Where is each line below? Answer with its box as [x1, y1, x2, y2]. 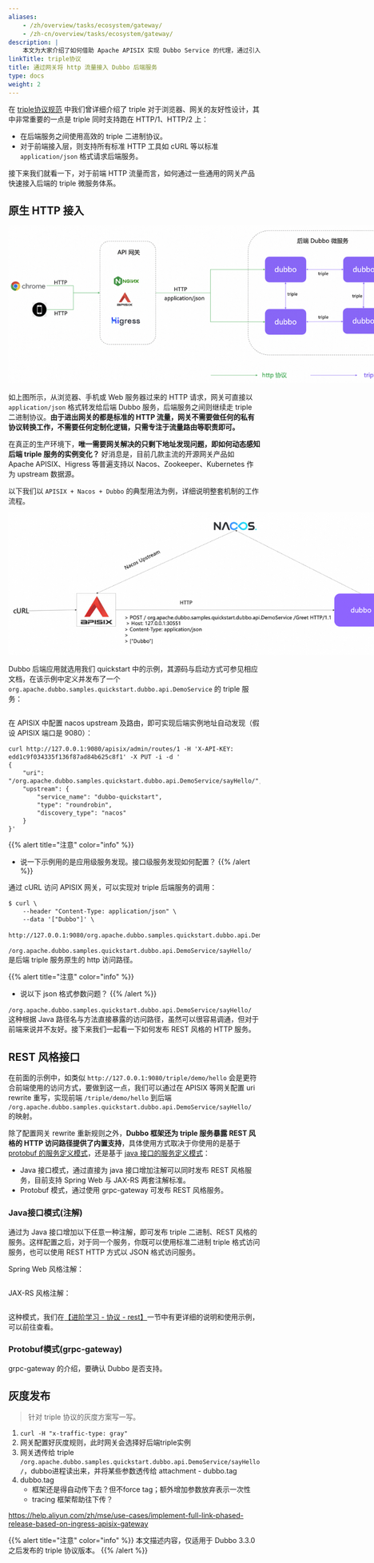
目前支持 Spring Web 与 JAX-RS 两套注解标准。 [34, 1175, 190, 1185]
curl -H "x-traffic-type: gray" [19, 1429, 128, 1437]
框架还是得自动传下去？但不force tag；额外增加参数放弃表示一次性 [31, 1484, 251, 1494]
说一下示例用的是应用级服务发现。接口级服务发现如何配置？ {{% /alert [19, 857, 250, 867]
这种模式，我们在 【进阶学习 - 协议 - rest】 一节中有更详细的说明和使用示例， [8, 1312, 260, 1322]
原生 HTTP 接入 [8, 204, 85, 217]
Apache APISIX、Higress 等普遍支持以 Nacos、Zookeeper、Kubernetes [8, 460, 245, 469]
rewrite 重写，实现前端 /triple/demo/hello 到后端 [8, 1093, 172, 1102]
